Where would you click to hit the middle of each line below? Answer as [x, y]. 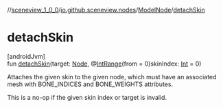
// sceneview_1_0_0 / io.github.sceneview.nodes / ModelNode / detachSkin [106, 10]
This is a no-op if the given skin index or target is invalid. [87, 97]
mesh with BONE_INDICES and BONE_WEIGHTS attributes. [90, 84]
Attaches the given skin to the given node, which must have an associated [112, 77]
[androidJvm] [26, 56]
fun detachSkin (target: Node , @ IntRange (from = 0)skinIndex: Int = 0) [104, 64]
